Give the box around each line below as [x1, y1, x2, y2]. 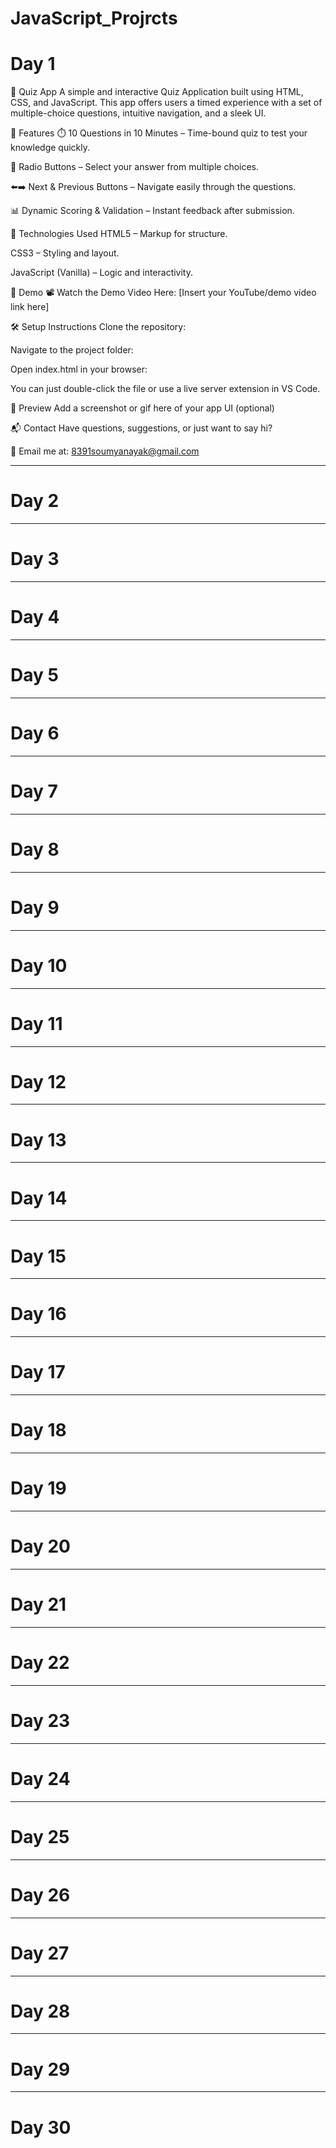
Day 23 [10, 1710, 71, 1732]
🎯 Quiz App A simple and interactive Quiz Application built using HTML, [10, 86, 304, 98]
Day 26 [10, 1883, 71, 1906]
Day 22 [10, 1652, 70, 1674]
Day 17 [10, 1361, 66, 1384]
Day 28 [10, 2000, 71, 2022]
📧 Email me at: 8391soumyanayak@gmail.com [10, 445, 200, 457]
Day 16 [10, 1303, 67, 1326]
